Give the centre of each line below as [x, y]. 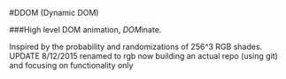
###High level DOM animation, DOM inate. [85, 29]
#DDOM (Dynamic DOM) [54, 13]
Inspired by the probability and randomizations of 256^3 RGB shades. [136, 47]
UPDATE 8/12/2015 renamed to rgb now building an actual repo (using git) [144, 56]
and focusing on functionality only [71, 65]
